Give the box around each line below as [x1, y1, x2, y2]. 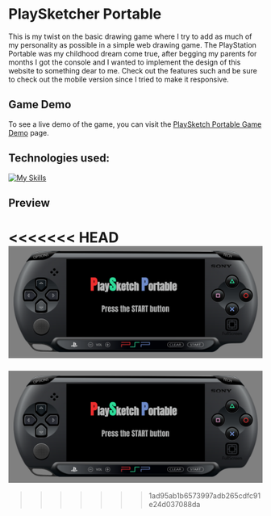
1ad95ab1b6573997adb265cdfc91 [148, 490, 261, 501]
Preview [8, 195, 51, 210]
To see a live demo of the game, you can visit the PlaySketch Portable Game [8, 119, 262, 129]
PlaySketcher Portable [8, 5, 162, 23]
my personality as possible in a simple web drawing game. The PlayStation [8, 40, 256, 49]
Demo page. [8, 128, 50, 137]
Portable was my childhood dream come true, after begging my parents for [8, 48, 257, 58]
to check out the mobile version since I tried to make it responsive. [8, 74, 230, 84]
